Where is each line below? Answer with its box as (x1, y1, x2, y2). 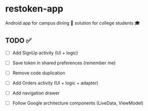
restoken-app (5, 3, 64, 15)
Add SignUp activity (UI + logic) (12, 50, 78, 56)
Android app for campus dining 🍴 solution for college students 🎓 (5, 20, 140, 26)
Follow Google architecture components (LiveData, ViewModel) (12, 100, 144, 106)
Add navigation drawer (12, 90, 60, 96)
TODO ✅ (5, 36, 32, 45)
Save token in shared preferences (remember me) (12, 60, 116, 66)
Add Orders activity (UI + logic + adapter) (12, 80, 99, 86)
